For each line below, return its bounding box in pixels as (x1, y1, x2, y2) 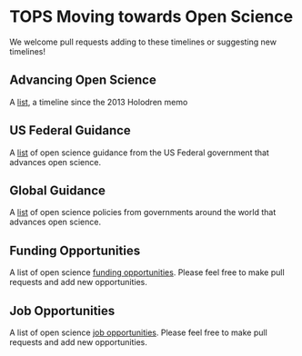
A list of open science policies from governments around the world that (9, 207, 277, 218)
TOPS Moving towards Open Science (9, 6, 294, 27)
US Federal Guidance (9, 123, 132, 138)
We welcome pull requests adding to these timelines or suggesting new (9, 36, 277, 47)
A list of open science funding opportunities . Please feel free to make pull (9, 267, 285, 278)
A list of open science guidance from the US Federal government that (9, 147, 270, 158)
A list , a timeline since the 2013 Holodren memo (9, 96, 188, 107)
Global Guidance (9, 183, 106, 198)
